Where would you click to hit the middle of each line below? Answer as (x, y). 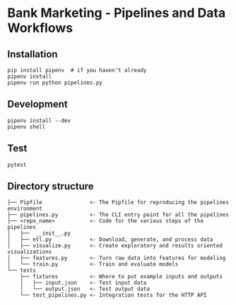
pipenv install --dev (39, 120)
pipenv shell (26, 126)
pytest (17, 165)
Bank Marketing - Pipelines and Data (117, 13)
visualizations (30, 252)
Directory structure (51, 186)
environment (25, 209)
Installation (33, 54)
